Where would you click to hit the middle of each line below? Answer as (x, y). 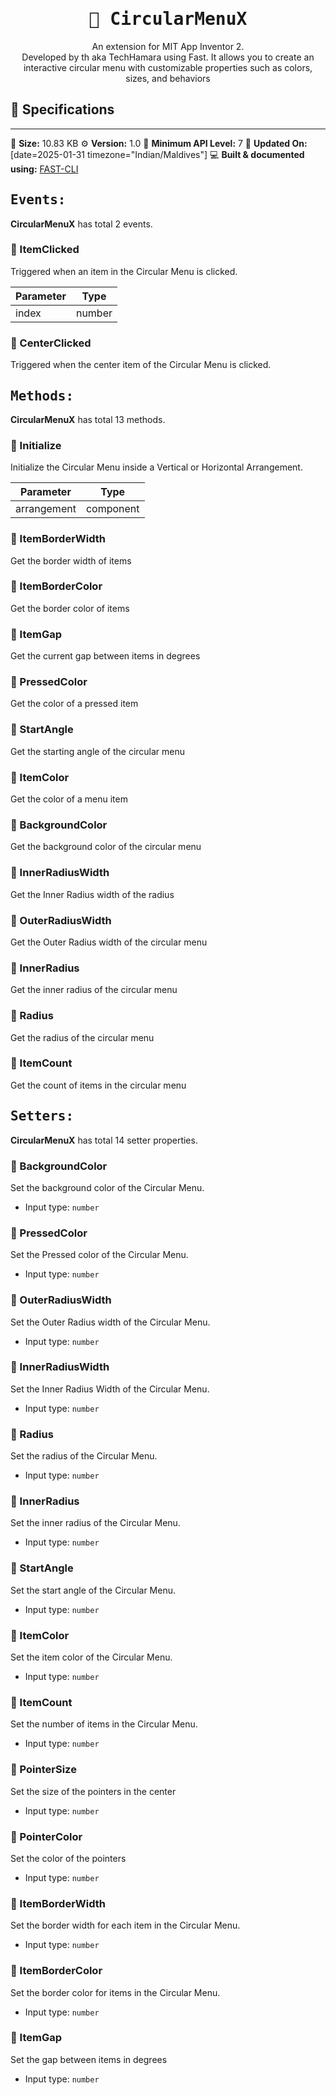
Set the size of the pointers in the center (93, 1791)
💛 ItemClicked (45, 250)
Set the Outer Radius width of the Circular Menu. (110, 1322)
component (112, 509)
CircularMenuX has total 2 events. (81, 224)
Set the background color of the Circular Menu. (107, 1187)
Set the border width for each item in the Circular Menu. (125, 1925)
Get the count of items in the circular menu (98, 1085)
